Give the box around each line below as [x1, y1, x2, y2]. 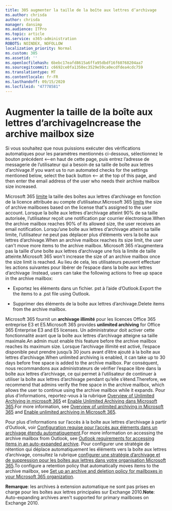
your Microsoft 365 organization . [5, 473, 75, 480]
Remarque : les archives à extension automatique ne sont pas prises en [5, 483, 155, 489]
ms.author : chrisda [5, 12, 47, 17]
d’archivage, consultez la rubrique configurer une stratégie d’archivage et [5, 451, 160, 458]
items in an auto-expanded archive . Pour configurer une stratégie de [5, 441, 150, 447]
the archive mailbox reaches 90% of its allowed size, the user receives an [5, 221, 161, 227]
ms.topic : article [5, 31, 45, 36]
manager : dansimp [5, 22, 42, 27]
